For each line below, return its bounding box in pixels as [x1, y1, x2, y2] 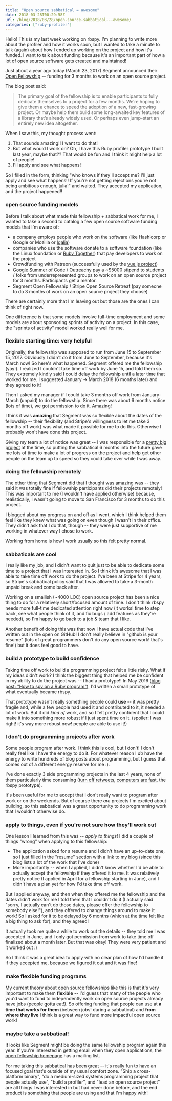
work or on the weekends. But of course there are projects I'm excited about [5, 798, 166, 804]
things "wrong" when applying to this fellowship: [5, 838, 108, 845]
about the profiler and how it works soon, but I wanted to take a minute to [5, 42, 160, 48]
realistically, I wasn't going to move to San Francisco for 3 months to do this [5, 496, 165, 502]
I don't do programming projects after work [5, 733, 115, 740]
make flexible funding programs [5, 973, 87, 980]
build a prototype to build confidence [5, 655, 100, 662]
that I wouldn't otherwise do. [5, 808, 66, 814]
